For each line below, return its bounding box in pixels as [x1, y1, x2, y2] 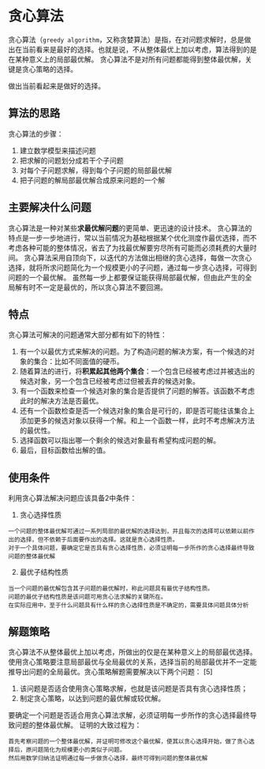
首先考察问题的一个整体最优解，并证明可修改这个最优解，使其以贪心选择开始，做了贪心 [8, 737, 249, 745]
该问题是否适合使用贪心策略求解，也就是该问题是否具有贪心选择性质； [19, 684, 248, 693]
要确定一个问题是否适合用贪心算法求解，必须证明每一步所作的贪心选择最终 [8, 711, 250, 719]
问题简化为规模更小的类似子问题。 [31, 746, 126, 754]
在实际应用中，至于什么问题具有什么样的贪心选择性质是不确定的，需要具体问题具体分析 [8, 602, 249, 610]
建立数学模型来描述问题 [19, 145, 96, 155]
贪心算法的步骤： [8, 129, 64, 138]
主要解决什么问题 [8, 201, 91, 214]
